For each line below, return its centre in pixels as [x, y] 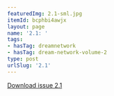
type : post [23, 59]
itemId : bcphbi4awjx [37, 20]
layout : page [26, 26]
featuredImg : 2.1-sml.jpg [44, 14]
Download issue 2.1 [35, 85]
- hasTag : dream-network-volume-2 [57, 53]
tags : [15, 40]
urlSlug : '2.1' [29, 65]
